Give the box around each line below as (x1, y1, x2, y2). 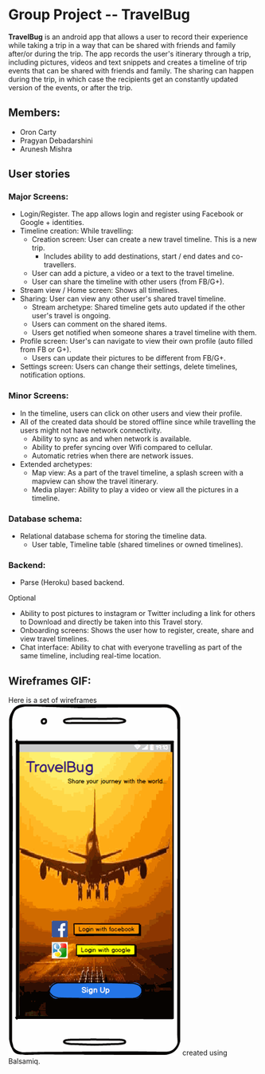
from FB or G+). (19, 345, 72, 354)
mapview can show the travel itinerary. (31, 476, 159, 486)
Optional (8, 593, 37, 603)
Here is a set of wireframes (8, 696, 97, 705)
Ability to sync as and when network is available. (31, 433, 192, 444)
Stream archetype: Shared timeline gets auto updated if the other (31, 302, 245, 312)
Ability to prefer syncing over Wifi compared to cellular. (31, 442, 213, 452)
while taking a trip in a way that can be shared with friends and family (8, 40, 236, 49)
